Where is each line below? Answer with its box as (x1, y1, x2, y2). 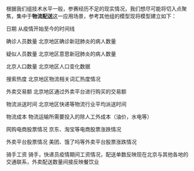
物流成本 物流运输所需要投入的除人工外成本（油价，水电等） (6, 113, 152, 120)
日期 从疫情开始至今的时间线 (6, 25, 75, 32)
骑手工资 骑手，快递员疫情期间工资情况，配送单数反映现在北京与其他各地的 (6, 151, 189, 158)
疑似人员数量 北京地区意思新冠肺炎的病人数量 (6, 50, 116, 57)
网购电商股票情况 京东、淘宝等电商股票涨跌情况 (6, 126, 121, 133)
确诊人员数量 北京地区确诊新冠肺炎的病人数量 (6, 38, 116, 44)
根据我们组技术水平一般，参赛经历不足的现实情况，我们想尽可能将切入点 (6, 5, 182, 12)
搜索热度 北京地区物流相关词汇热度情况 (6, 76, 101, 82)
